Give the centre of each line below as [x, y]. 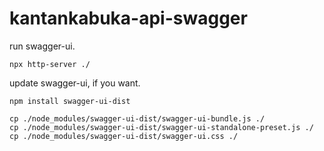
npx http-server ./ [50, 64]
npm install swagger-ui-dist [70, 101]
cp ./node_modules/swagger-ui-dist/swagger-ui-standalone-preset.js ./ [161, 127]
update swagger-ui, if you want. [75, 83]
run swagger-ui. [42, 46]
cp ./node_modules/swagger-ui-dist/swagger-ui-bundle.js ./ [137, 118]
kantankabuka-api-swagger [128, 18]
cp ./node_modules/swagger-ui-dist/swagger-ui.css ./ [124, 136]
